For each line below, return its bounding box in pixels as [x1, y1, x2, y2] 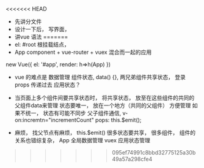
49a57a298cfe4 [112, 156, 153, 162]
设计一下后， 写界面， [14, 26, 70, 32]
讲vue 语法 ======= [14, 33, 68, 40]
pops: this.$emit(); [95, 116, 142, 123]
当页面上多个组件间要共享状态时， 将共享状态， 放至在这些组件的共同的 [14, 94, 195, 101]
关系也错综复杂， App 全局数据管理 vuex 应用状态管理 [14, 137, 150, 143]
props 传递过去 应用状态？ [14, 81, 81, 88]
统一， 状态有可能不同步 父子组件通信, [25, 110, 122, 116]
